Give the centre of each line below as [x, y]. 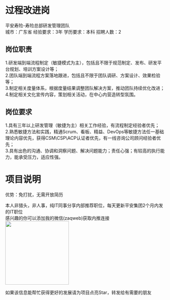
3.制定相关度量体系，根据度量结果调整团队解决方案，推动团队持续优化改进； [85, 88]
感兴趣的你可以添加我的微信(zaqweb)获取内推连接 [58, 218]
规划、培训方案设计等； [34, 69]
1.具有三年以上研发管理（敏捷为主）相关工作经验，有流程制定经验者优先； [82, 125]
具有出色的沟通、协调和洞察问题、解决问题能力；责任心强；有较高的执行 [85, 151]
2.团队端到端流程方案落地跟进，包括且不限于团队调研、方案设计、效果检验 [83, 75]
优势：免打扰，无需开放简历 [34, 194]
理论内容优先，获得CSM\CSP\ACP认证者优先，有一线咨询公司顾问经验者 [81, 138]
